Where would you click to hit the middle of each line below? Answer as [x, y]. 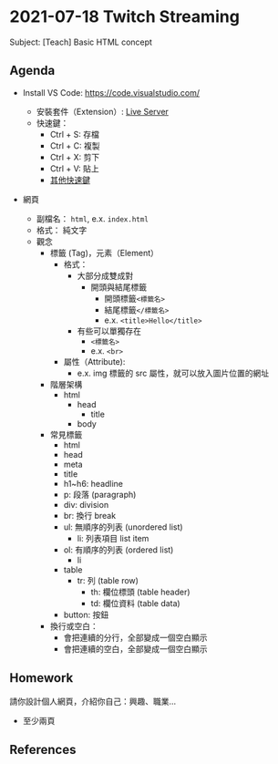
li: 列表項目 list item [113, 538]
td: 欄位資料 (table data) [135, 603]
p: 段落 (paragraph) [100, 494]
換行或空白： [74, 625]
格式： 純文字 [62, 230]
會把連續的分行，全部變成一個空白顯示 [135, 637]
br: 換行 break [90, 515]
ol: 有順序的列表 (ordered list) [118, 550]
